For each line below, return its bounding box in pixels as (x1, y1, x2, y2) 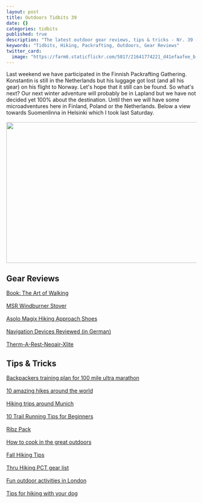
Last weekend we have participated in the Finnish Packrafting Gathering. (6, 70, 187, 77)
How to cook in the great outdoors (6, 438, 92, 446)
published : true (6, 31, 47, 37)
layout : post (6, 8, 39, 15)
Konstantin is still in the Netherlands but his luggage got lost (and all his (6, 77, 184, 84)
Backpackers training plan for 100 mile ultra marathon (6, 374, 140, 382)
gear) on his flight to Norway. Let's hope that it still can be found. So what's (6, 83, 195, 91)
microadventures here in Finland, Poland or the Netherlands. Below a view (6, 102, 191, 109)
